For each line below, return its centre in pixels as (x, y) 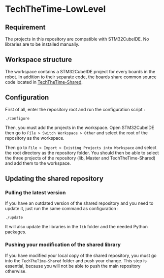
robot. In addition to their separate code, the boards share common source (81, 77)
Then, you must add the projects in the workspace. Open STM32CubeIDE (80, 127)
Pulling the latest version (35, 192)
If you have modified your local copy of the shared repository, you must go (81, 255)
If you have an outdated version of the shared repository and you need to (79, 203)
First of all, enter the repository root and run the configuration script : (75, 109)
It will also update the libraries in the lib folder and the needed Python (77, 227)
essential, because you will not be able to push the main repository (73, 266)
